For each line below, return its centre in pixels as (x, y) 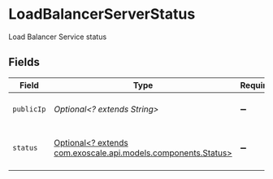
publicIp (29, 109)
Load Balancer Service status (58, 37)
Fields (24, 62)
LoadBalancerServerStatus (102, 14)
